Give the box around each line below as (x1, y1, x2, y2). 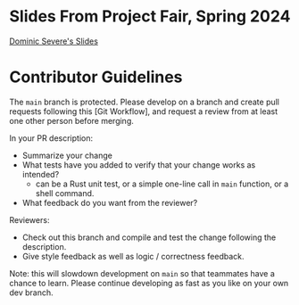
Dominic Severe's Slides (9, 36, 98, 46)
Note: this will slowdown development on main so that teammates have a (9, 268, 275, 278)
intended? (21, 169, 60, 179)
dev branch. (9, 287, 54, 298)
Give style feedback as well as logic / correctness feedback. (21, 251, 245, 261)
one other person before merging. (9, 115, 134, 126)
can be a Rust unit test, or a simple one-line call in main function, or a (35, 178, 289, 189)
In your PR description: (9, 132, 94, 144)
